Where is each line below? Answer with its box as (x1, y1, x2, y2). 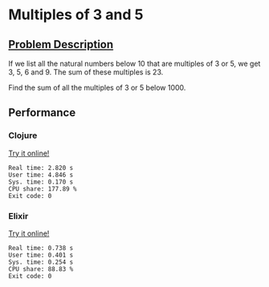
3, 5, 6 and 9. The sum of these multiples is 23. (8, 67, 164, 77)
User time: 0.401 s (8, 251, 74, 259)
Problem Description (8, 38, 114, 51)
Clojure (8, 130, 38, 141)
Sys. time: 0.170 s (8, 178, 74, 186)
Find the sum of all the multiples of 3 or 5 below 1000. (8, 83, 186, 92)
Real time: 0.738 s (8, 244, 74, 252)
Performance (8, 106, 76, 119)
